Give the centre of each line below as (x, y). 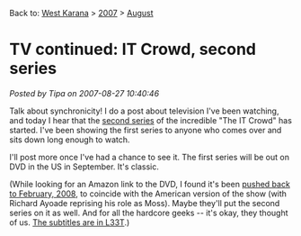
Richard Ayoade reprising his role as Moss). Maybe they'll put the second (145, 203)
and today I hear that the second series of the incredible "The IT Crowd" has (150, 120)
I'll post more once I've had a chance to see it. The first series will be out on (150, 157)
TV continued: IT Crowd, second (133, 50)
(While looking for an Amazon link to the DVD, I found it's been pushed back (150, 184)
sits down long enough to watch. (70, 140)
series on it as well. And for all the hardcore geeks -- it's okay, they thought (149, 213)
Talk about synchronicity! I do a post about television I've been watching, (144, 111)
